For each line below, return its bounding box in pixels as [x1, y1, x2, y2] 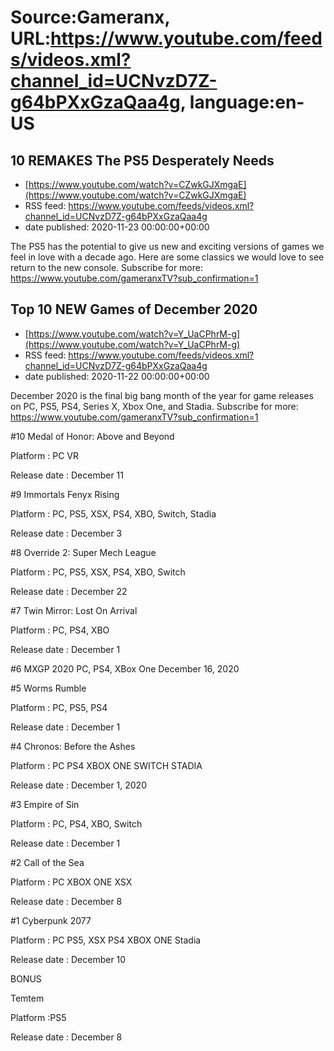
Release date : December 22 [10, 585, 128, 597]
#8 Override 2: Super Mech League [10, 546, 157, 558]
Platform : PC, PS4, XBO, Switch [10, 817, 143, 830]
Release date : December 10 [10, 953, 127, 965]
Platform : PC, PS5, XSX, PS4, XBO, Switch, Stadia [10, 507, 217, 520]
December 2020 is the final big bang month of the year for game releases [10, 389, 314, 401]
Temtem [10, 992, 45, 1004]
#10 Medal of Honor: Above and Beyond [10, 430, 175, 442]
